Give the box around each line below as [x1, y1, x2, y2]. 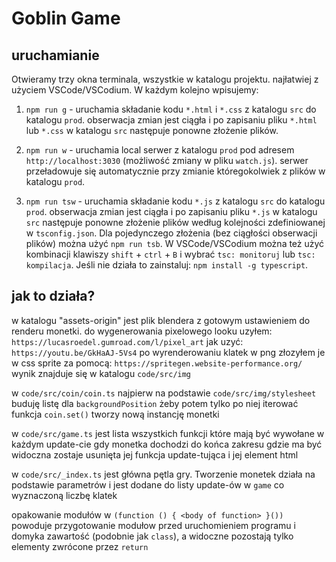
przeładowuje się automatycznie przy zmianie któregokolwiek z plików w [25, 165, 326, 177]
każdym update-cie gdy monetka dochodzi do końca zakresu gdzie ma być [11, 438, 323, 450]
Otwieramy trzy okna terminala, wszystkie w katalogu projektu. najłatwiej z [11, 73, 319, 85]
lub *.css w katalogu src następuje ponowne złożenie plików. [25, 125, 279, 136]
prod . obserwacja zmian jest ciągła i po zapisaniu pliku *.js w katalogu [25, 206, 318, 217]
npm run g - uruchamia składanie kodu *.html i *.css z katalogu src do [25, 103, 317, 115]
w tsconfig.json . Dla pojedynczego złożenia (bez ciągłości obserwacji [25, 227, 318, 239]
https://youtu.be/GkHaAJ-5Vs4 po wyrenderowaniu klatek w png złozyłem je [11, 346, 326, 358]
